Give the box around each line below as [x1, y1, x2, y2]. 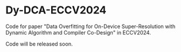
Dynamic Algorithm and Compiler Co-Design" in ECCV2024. [5, 29, 151, 36]
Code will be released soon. [5, 40, 73, 47]
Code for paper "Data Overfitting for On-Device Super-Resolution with [5, 23, 176, 30]
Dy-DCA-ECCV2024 [5, 4, 107, 17]
